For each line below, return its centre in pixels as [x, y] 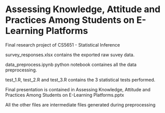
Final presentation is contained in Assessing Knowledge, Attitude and [78, 89]
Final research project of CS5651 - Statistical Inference [63, 45]
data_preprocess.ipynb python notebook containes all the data [71, 64]
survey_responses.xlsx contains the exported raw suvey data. [70, 55]
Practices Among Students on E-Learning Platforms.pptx [65, 95]
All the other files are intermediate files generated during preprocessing [80, 104]
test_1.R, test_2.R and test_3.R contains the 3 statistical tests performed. [80, 80]
